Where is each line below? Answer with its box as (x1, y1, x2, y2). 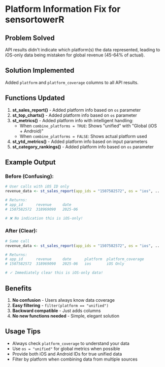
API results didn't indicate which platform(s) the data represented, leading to (5, 47, 161, 52)
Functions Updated (5, 94, 65, 102)
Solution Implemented (5, 66, 75, 75)
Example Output (5, 158, 56, 167)
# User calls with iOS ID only (5, 184, 69, 189)
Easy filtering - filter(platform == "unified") (12, 302, 109, 308)
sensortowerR (5, 14, 65, 25)
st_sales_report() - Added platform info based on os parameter (12, 107, 141, 113)
